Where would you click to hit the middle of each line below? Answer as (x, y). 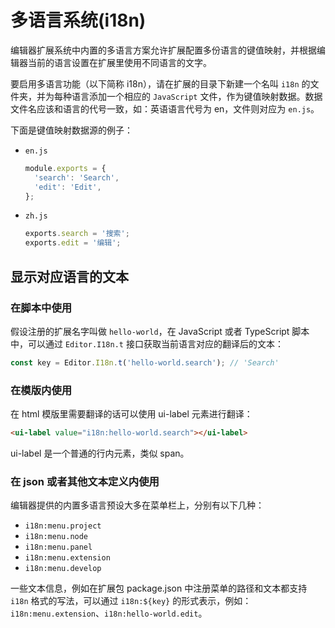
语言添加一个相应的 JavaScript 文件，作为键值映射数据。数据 (197, 96)
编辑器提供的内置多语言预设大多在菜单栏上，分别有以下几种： (137, 505)
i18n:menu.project (63, 526)
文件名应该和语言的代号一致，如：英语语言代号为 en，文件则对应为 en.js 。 (165, 108)
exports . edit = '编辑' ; (73, 243)
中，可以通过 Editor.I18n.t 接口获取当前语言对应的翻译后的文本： (147, 343)
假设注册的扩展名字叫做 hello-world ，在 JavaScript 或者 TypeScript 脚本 (160, 331)
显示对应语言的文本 (69, 276)
